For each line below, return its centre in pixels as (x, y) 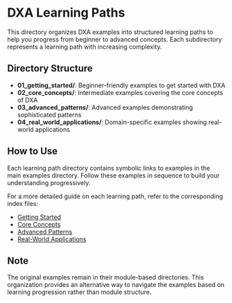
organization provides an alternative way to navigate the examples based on (116, 285)
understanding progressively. (49, 182)
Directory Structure (50, 68)
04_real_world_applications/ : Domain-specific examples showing (112, 122)
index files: (23, 203)
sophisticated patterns (49, 114)
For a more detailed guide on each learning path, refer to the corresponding (115, 196)
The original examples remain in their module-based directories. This (106, 277)
